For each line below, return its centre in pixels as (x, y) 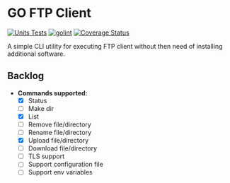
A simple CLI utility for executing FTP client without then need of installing (115, 46)
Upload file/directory (58, 141)
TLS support (46, 156)
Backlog (26, 76)
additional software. (36, 54)
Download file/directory (63, 148)
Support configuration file (66, 165)
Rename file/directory (60, 132)
